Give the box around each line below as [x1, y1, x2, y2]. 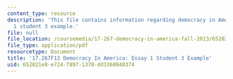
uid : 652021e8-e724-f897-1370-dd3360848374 [7, 61, 135, 68]
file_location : [7, 36, 51, 43]
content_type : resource [7, 10, 76, 17]
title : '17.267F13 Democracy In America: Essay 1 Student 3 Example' [7, 55, 213, 62]
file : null [7, 29, 39, 36]
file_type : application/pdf [7, 42, 89, 49]
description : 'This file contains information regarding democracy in [7, 16, 216, 23]
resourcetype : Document [7, 49, 76, 56]
